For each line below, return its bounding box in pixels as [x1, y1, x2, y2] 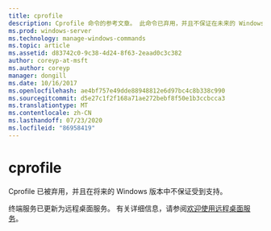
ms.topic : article [8, 42, 70, 50]
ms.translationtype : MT [8, 101, 89, 109]
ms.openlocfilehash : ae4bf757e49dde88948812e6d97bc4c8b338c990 [8, 86, 226, 95]
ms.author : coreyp [8, 64, 70, 72]
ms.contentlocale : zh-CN [8, 109, 92, 118]
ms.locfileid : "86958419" [8, 124, 95, 132]
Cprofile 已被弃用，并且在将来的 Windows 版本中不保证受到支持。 [8, 186, 227, 196]
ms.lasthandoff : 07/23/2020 [8, 117, 103, 125]
